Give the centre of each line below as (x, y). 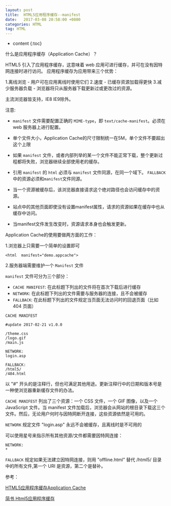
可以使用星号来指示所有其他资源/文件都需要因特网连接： (64, 436)
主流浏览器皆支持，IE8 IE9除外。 (39, 99)
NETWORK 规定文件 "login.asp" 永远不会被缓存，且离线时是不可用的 (74, 425)
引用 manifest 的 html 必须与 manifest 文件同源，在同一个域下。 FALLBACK (89, 172)
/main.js (15, 343)
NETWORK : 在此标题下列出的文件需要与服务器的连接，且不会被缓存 (80, 294)
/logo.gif (16, 338)
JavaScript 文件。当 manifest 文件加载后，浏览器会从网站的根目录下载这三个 (85, 408)
